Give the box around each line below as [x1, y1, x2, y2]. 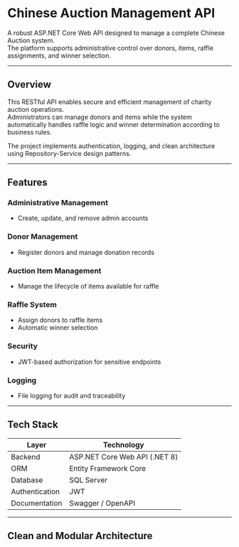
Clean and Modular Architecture [7, 530, 153, 542]
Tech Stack [7, 419, 58, 431]
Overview [7, 78, 52, 90]
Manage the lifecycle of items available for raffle [17, 282, 159, 291]
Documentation [11, 498, 63, 508]
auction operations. [7, 105, 65, 113]
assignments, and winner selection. [7, 51, 112, 60]
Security [7, 341, 38, 351]
